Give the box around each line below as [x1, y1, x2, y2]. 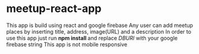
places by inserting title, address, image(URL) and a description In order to [6, 28, 192, 35]
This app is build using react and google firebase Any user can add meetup [6, 22, 194, 29]
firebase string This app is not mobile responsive [6, 41, 128, 48]
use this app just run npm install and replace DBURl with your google [6, 34, 178, 41]
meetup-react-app [6, 2, 102, 16]
